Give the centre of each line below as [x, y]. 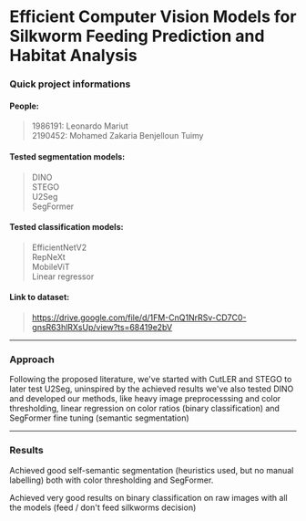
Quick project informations [70, 84]
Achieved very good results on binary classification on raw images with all [149, 497]
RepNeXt [48, 256]
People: [24, 106]
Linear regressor [63, 276]
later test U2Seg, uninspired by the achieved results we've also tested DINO [152, 389]
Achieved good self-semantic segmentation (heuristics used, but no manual [152, 470]
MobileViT [51, 266]
